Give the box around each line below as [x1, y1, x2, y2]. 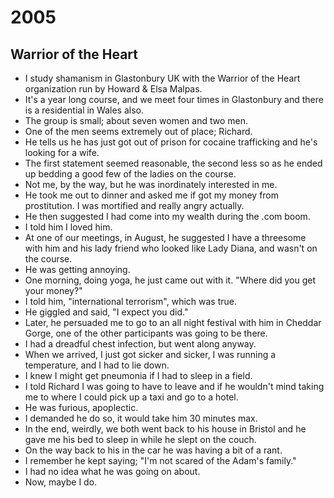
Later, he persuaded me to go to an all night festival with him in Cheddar [24, 317, 322, 328]
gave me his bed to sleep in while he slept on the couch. [24, 434, 257, 445]
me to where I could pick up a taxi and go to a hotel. [24, 391, 239, 403]
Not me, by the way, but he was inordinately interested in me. [24, 179, 278, 190]
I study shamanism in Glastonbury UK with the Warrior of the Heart [24, 72, 301, 84]
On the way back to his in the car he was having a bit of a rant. [24, 444, 283, 456]
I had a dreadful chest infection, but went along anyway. [24, 338, 257, 350]
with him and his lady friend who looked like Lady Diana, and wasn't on [24, 242, 318, 254]
